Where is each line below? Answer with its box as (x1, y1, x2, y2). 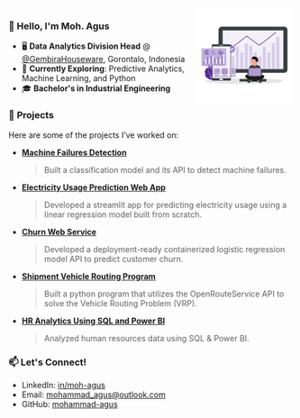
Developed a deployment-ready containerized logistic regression (43, 243, 286, 254)
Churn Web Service (21, 226, 96, 237)
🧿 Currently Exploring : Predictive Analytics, (21, 63, 186, 74)
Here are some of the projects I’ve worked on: (8, 129, 179, 141)
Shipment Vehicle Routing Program (21, 270, 157, 281)
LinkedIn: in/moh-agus (21, 379, 105, 390)
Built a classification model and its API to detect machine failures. (43, 164, 287, 175)
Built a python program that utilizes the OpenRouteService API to (43, 288, 285, 299)
